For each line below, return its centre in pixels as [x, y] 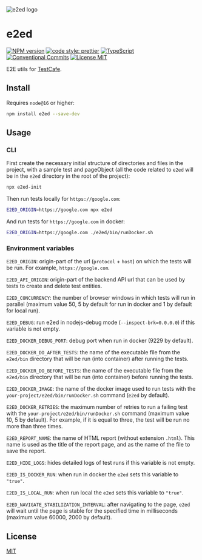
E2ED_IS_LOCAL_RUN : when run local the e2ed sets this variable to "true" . [95, 493]
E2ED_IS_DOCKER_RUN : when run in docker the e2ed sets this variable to [93, 474]
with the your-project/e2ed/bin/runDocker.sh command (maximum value [98, 413]
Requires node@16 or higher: [40, 103]
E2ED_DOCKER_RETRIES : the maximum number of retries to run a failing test [97, 407]
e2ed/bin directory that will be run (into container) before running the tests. [100, 377]
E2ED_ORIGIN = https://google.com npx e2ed [59, 210]
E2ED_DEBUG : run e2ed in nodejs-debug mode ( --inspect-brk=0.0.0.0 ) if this [101, 322]
